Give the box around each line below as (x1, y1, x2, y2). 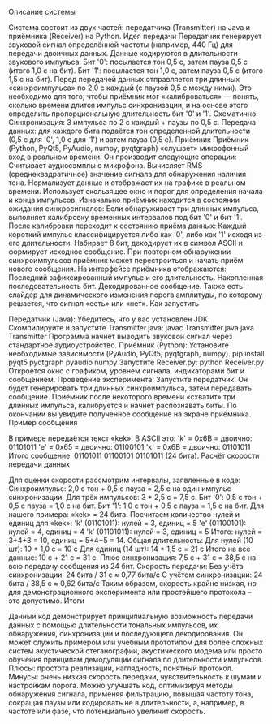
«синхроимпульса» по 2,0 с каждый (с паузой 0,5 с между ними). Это (8, 83, 252, 93)
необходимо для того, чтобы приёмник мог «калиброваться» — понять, (8, 92, 260, 101)
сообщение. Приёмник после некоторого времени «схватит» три (8, 392, 235, 401)
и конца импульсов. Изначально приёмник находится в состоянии (8, 195, 240, 205)
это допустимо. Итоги (8, 596, 85, 605)
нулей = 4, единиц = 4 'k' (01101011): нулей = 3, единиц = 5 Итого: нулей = (8, 527, 262, 537)
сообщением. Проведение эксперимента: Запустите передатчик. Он (8, 375, 248, 384)
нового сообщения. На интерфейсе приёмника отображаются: (8, 264, 227, 274)
